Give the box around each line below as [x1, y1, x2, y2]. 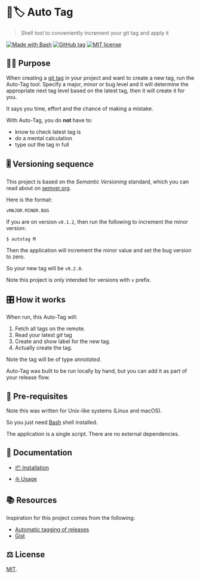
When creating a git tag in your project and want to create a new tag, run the [6, 74, 195, 82]
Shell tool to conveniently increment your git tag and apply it [20, 29, 169, 37]
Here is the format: [6, 196, 53, 203]
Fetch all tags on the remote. [14, 325, 85, 332]
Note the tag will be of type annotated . [6, 356, 101, 363]
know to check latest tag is [14, 128, 81, 136]
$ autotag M [6, 236, 36, 242]
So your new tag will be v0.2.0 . [6, 265, 83, 272]
